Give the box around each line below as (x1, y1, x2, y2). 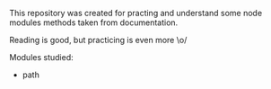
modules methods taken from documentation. (9, 17, 179, 28)
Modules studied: (9, 52, 74, 62)
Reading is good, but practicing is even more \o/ (9, 35, 188, 45)
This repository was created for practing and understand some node (9, 8, 263, 18)
